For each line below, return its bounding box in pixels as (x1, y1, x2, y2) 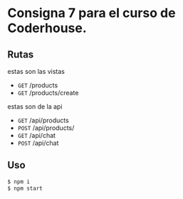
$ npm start (7, 185, 43, 192)
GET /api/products (17, 116, 69, 124)
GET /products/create (17, 89, 79, 97)
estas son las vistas (7, 68, 66, 75)
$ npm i (7, 178, 31, 185)
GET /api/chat (17, 131, 56, 139)
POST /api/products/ (17, 124, 75, 132)
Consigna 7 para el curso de (7, 5, 176, 21)
